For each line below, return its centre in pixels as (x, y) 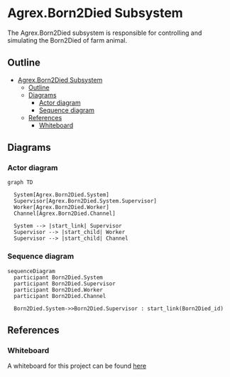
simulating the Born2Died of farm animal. (67, 40)
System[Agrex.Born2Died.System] (62, 195)
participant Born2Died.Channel (60, 296)
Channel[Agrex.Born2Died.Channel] (65, 214)
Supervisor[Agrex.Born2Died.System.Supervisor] (86, 201)
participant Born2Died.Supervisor (65, 283)
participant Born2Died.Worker (58, 290)
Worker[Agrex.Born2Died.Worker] (62, 208)
